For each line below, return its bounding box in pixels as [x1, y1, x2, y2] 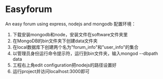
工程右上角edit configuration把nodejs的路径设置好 [12, 62, 117, 68]
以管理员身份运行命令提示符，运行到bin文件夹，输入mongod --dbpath [12, 50, 158, 56]
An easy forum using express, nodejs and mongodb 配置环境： [5, 21, 136, 27]
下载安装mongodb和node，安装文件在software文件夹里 [12, 31, 128, 37]
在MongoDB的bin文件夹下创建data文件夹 [12, 38, 98, 44]
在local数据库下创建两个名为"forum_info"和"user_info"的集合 [12, 44, 139, 50]
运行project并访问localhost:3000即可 [12, 68, 90, 74]
